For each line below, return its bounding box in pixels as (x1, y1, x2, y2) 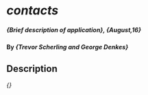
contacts (6, 3, 59, 18)
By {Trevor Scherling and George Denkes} (6, 43, 129, 51)
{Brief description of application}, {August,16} (6, 25, 142, 33)
